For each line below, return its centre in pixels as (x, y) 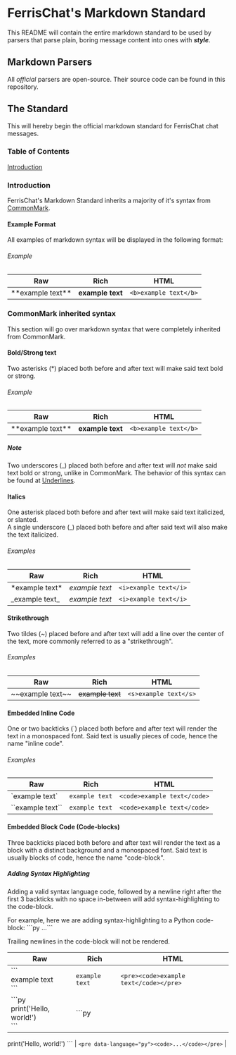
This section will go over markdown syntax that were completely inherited (114, 329)
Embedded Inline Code (41, 713)
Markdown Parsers (50, 62)
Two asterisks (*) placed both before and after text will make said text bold (115, 369)
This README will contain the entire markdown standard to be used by (110, 32)
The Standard (38, 109)
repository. (23, 87)
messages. (23, 133)
